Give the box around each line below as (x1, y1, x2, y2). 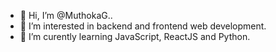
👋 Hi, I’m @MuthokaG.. (19, 10, 113, 21)
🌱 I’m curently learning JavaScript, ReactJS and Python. (19, 31, 251, 42)
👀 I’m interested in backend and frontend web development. (19, 20, 267, 32)
